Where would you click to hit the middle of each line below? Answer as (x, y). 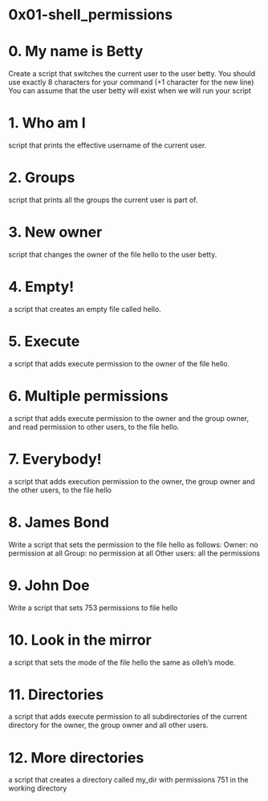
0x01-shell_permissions (91, 15)
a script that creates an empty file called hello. (85, 309)
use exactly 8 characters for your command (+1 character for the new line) (131, 83)
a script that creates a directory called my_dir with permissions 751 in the (128, 780)
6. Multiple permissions (88, 396)
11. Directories (56, 694)
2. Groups (42, 178)
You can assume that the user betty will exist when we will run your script (130, 91)
